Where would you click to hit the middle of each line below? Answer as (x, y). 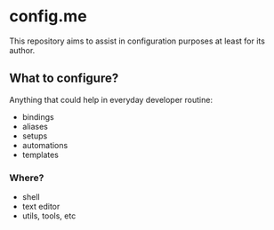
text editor (41, 207)
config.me (48, 16)
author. (22, 50)
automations (45, 145)
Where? (27, 178)
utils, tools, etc (49, 216)
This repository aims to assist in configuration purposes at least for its (137, 41)
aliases (35, 126)
